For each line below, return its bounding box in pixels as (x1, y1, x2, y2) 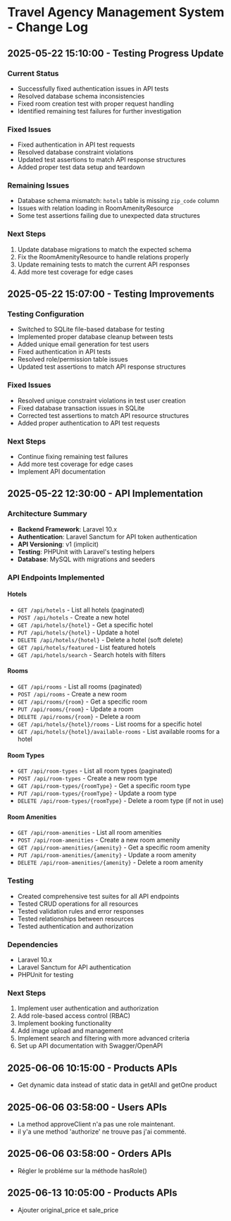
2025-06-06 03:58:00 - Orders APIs (7, 1148, 172, 1160)
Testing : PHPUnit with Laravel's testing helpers (17, 547, 155, 556)
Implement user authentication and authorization (17, 1004, 159, 1012)
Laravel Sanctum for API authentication (17, 963, 132, 971)
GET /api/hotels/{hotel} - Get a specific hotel (17, 620, 154, 629)
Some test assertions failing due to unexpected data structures (17, 211, 201, 220)
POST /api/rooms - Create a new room (17, 690, 127, 699)
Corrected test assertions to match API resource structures (17, 411, 189, 419)
